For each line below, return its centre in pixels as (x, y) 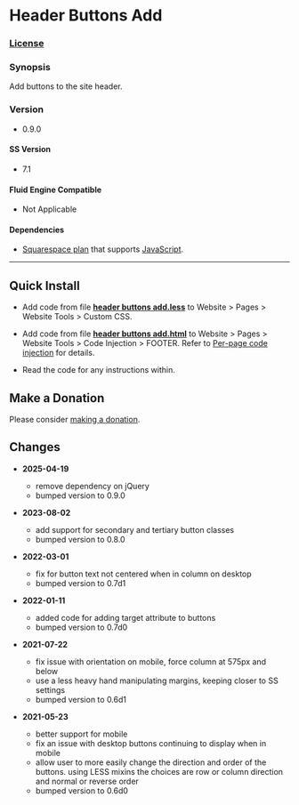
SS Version (30, 149)
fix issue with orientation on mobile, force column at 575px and (151, 661)
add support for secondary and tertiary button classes (134, 529)
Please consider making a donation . (75, 419)
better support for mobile (81, 734)
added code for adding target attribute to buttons (125, 617)
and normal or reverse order (87, 781)
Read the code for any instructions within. (98, 370)
